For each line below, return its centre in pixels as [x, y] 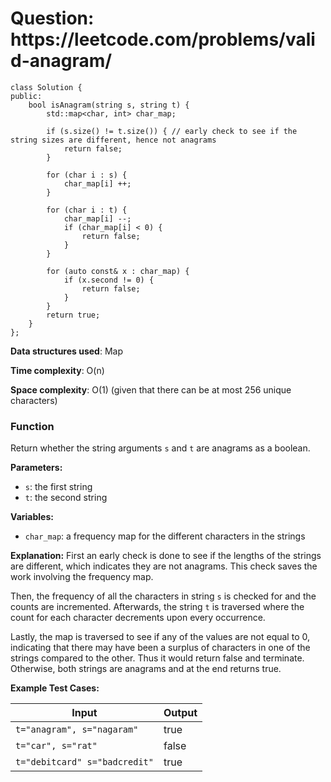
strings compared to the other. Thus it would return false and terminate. [157, 658]
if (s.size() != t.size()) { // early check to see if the [172, 131]
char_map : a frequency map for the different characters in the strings [165, 536]
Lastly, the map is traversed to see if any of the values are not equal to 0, [160, 637]
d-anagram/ [61, 61]
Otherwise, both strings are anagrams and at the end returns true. [146, 669]
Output [180, 713]
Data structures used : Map [66, 351]
